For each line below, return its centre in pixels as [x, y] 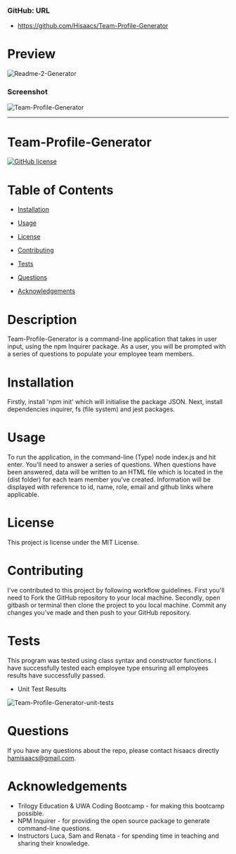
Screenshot [27, 92]
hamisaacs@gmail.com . [42, 758]
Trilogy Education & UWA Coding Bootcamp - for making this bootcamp [121, 806]
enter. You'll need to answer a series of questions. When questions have [112, 465]
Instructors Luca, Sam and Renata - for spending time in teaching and [118, 836]
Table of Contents [60, 190]
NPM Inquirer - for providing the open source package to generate [114, 820]
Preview [32, 54]
